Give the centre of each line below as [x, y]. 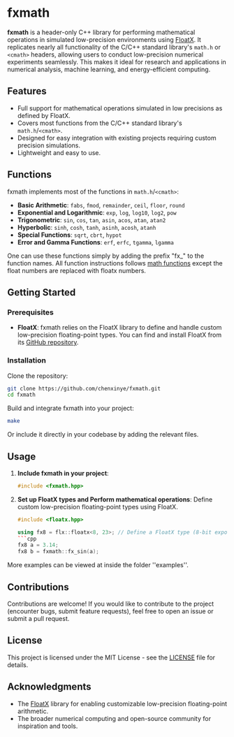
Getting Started [42, 292]
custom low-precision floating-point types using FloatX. [97, 506]
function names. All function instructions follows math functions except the [115, 263]
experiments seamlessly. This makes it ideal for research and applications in [117, 61]
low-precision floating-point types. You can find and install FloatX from [119, 335]
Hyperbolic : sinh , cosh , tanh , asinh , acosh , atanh [87, 227]
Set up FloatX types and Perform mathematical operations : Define [115, 499]
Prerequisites [30, 312]
